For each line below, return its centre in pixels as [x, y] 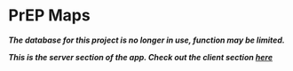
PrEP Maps [49, 16]
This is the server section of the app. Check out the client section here [140, 57]
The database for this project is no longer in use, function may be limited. [147, 40]
